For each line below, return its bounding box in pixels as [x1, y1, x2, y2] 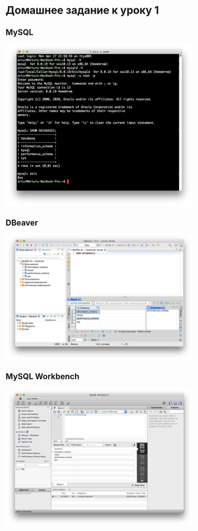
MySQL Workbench [5, 372, 80, 382]
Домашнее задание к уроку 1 [5, 4, 159, 17]
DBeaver [5, 218, 38, 228]
